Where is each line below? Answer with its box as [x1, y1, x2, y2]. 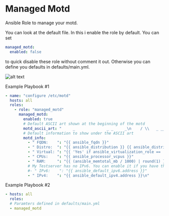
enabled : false [10, 49, 42, 55]
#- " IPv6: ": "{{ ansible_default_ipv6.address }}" [27, 168, 147, 173]
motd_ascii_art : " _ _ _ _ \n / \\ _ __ [23, 126, 165, 131]
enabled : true [23, 117, 53, 122]
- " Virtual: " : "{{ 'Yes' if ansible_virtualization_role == [27, 149, 161, 154]
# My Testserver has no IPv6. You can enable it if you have [27, 164, 158, 169]
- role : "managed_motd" [14, 107, 64, 113]
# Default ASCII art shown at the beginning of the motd [23, 121, 145, 126]
